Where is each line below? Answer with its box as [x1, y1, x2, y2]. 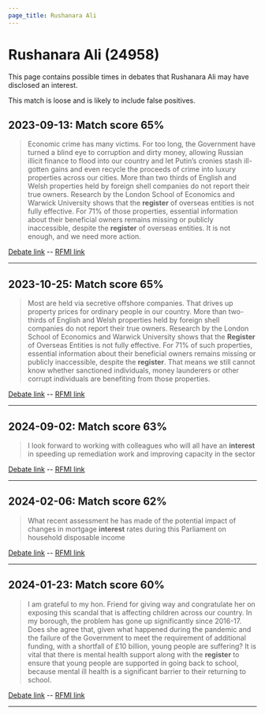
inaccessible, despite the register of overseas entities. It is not [27, 223, 231, 233]
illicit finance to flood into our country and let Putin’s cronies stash [27, 156, 243, 166]
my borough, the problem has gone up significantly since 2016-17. [27, 616, 242, 626]
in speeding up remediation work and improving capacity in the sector [27, 449, 256, 459]
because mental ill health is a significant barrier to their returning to [27, 666, 247, 676]
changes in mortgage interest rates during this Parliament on [27, 524, 226, 534]
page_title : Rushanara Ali [8, 11, 97, 20]
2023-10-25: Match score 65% [8, 278, 164, 291]
